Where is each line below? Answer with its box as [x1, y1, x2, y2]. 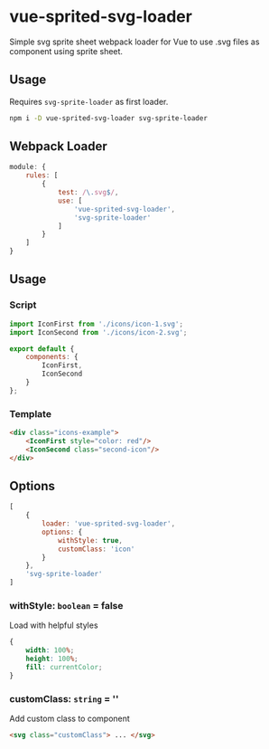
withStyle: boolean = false [9, 600, 124, 612]
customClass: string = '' [9, 692, 119, 705]
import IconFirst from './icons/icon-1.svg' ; [9, 319, 183, 328]
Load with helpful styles [9, 620, 98, 630]
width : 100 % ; [25, 646, 75, 655]
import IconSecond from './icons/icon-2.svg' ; [9, 327, 188, 337]
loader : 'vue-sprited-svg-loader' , [42, 519, 176, 528]
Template [9, 407, 52, 420]
